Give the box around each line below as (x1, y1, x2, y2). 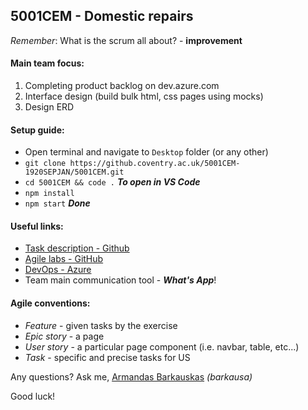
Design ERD (24, 101, 75, 113)
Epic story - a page (24, 330, 105, 342)
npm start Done (24, 197, 91, 209)
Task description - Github (24, 242, 130, 254)
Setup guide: (10, 124, 65, 136)
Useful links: (10, 220, 64, 232)
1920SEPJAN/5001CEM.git (24, 167, 125, 178)
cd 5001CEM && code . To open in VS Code (24, 176, 201, 188)
